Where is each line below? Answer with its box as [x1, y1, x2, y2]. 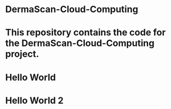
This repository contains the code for [5, 27, 166, 39]
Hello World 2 [5, 95, 64, 106]
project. [5, 48, 39, 60]
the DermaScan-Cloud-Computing [5, 38, 155, 49]
